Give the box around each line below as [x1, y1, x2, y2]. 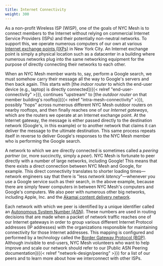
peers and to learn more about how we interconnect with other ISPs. [5, 255, 142, 261]
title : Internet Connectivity [5, 7, 67, 12]
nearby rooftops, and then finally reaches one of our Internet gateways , [5, 107, 148, 113]
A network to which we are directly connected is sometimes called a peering [5, 147, 159, 153]
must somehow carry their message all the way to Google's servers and [5, 76, 149, 82]
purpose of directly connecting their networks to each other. [5, 61, 127, 67]
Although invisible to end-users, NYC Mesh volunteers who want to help [5, 240, 150, 246]
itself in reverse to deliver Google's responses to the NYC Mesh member [5, 133, 150, 139]
